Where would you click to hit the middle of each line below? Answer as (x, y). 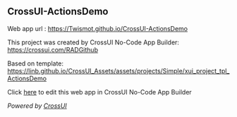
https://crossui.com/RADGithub (53, 49)
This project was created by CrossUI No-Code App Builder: (93, 42)
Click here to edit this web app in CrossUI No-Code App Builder (99, 92)
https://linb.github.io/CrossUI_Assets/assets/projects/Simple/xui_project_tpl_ (119, 70)
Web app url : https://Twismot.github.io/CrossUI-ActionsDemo (98, 28)
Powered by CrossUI (37, 106)
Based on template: (36, 63)
